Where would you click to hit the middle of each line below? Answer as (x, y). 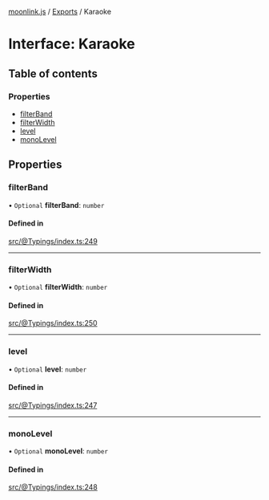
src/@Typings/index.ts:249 (53, 241)
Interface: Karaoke (72, 44)
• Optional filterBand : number (56, 205)
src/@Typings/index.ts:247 (53, 405)
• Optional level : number (48, 369)
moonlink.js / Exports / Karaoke (60, 12)
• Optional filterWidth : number (58, 287)
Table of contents (53, 73)
